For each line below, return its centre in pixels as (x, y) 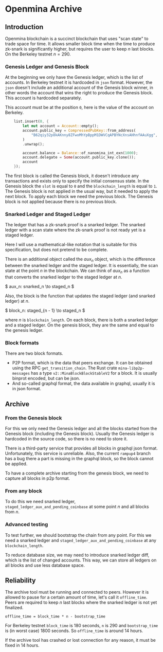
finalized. (14, 608)
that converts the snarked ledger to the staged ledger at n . (64, 277)
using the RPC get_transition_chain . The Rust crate (65, 368)
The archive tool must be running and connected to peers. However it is (77, 592)
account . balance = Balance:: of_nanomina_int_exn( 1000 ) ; (80, 153)
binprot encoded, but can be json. (46, 379)
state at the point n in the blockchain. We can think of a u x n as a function (77, 271)
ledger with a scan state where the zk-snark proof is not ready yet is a (75, 230)
